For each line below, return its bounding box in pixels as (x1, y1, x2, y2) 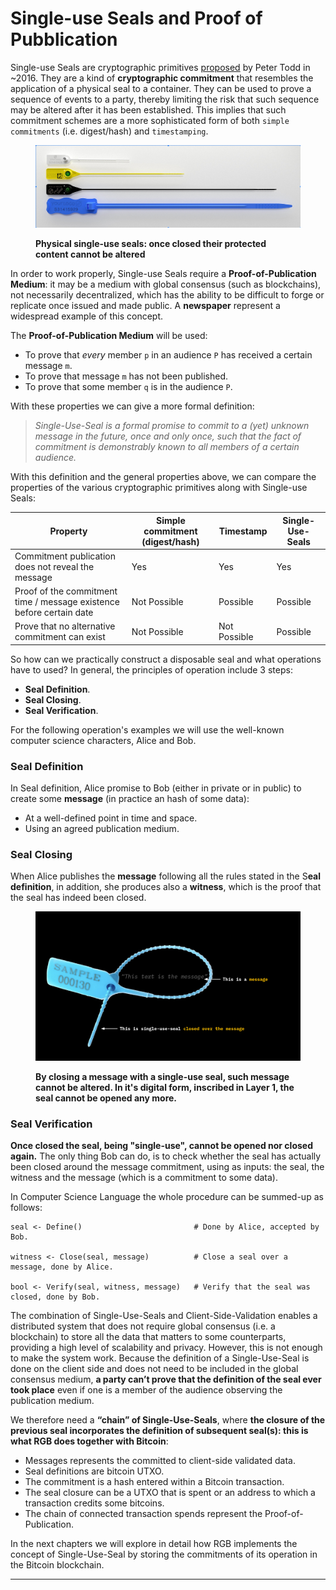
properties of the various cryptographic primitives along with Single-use (10, 482, 308, 494)
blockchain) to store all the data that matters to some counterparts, (10, 1331, 287, 1343)
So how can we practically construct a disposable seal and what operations (10, 653, 322, 665)
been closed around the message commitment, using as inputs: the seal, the (10, 1161, 325, 1173)
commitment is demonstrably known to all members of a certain (34, 441, 300, 453)
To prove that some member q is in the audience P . (24, 381, 233, 393)
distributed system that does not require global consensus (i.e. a (10, 1320, 276, 1332)
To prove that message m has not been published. (24, 370, 229, 382)
